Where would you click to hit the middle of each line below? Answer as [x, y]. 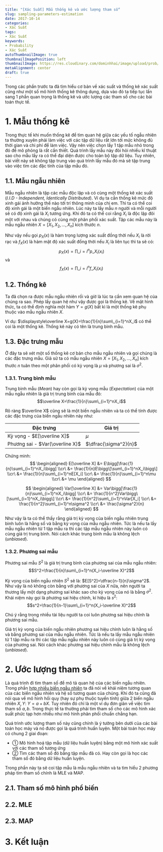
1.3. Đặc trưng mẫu [34, 342]
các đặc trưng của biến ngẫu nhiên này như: [49, 416]
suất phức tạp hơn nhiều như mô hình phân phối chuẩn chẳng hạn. [72, 714]
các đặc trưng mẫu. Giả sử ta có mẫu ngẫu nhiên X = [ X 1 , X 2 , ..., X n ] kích [77, 359]
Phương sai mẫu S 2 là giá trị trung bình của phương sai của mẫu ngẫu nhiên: [81, 563]
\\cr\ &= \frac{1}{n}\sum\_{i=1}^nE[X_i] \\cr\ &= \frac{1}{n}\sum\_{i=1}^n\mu [81, 474]
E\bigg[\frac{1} [118, 464]
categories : [17, 23]
